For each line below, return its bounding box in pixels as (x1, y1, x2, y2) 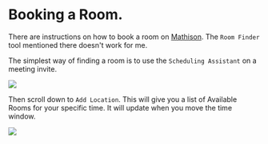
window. (8, 111, 36, 121)
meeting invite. (8, 64, 58, 73)
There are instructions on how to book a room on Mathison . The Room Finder (8, 32, 260, 41)
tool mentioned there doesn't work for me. (8, 40, 148, 49)
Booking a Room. (8, 6, 123, 24)
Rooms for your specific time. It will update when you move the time (8, 103, 233, 112)
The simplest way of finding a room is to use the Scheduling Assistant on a (8, 56, 258, 65)
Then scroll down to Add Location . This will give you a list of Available (8, 94, 238, 104)
